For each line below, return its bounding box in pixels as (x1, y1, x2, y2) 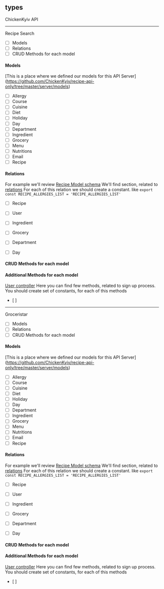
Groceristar (5, 311, 28, 317)
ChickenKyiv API (5, 16, 38, 22)
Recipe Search (5, 30, 35, 36)
